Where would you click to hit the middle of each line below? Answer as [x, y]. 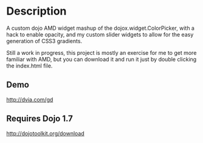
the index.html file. [29, 66]
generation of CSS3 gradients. [44, 41]
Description [36, 11]
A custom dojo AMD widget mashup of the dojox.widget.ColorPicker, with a [100, 28]
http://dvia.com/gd [30, 99]
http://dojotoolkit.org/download [46, 133]
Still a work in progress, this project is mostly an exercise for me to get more [101, 52]
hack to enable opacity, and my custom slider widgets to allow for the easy [100, 34]
